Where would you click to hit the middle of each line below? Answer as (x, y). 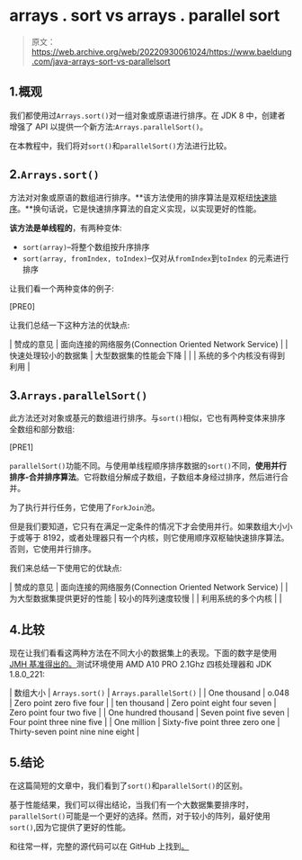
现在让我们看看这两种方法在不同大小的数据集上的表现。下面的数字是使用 (143, 653)
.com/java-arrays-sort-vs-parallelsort (101, 61)
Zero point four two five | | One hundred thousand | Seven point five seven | (150, 712)
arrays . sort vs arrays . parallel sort (145, 16)
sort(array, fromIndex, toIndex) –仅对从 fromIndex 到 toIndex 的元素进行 (155, 258)
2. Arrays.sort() (54, 175)
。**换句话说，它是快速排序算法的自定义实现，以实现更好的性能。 (140, 209)
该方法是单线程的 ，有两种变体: (66, 228)
